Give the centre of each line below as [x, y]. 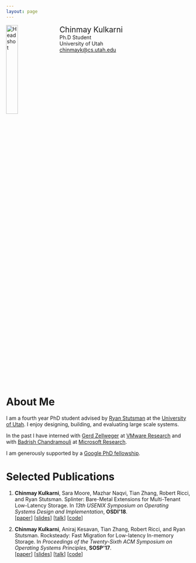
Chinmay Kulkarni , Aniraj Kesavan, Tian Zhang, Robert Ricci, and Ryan [100, 529]
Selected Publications [61, 476]
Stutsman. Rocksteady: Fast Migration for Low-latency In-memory [94, 535]
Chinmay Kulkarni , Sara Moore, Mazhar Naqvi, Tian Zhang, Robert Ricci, [102, 493]
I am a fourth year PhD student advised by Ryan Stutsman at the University [96, 418]
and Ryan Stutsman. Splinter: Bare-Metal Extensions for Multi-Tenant [97, 499]
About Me [30, 402]
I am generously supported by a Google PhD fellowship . [73, 453]
